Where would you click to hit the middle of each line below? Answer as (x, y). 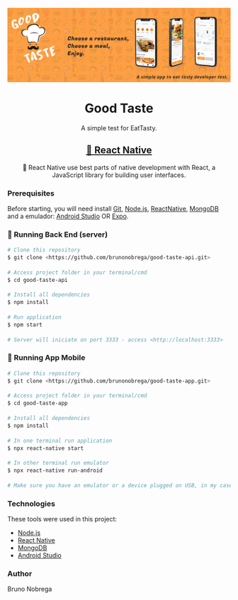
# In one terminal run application (60, 441)
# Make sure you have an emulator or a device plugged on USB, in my (112, 485)
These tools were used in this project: (62, 519)
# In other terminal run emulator (58, 463)
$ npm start (25, 324)
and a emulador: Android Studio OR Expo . (68, 216)
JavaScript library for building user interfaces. (119, 175)
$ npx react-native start (45, 448)
